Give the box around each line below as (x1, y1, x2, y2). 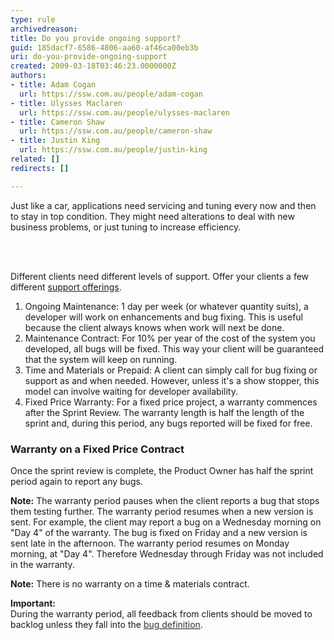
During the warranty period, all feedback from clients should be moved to (10, 607, 313, 620)
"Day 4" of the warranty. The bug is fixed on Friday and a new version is (10, 526, 308, 538)
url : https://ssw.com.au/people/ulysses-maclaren (19, 107, 230, 118)
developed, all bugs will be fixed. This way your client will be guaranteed (24, 342, 325, 355)
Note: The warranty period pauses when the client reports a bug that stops (10, 494, 320, 506)
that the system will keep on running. (24, 353, 178, 365)
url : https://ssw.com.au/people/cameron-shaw (19, 126, 213, 136)
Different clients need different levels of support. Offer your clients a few (10, 270, 310, 282)
